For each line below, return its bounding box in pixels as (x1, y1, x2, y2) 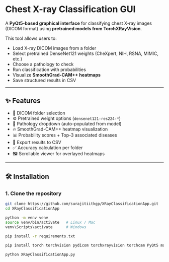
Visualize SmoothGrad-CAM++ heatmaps (12, 72, 101, 78)
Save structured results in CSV (12, 77, 76, 83)
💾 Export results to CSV (12, 139, 61, 145)
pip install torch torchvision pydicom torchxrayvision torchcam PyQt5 (5, 243, 158, 248)
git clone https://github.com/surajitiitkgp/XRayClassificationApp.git (5, 202, 158, 207)
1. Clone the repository (5, 190, 62, 197)
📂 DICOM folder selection (12, 110, 65, 116)
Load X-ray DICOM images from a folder (12, 45, 97, 51)
